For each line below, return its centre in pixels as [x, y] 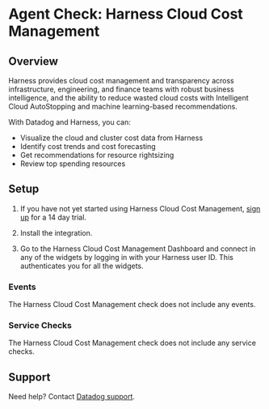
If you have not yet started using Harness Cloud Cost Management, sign [140, 208]
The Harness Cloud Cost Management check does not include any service [132, 343]
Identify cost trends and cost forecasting [88, 146]
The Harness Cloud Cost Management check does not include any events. [132, 305]
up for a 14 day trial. [53, 217]
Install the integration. [56, 232]
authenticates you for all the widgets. [82, 266]
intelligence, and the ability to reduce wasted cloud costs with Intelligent [128, 98]
